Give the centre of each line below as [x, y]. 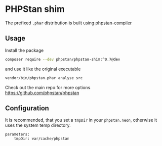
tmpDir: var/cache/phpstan [42, 139]
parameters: [17, 135]
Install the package [24, 50]
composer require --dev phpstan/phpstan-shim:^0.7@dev [63, 59]
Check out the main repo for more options [48, 87]
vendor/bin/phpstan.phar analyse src [44, 78]
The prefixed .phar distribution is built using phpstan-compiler [69, 23]
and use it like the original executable [43, 69]
